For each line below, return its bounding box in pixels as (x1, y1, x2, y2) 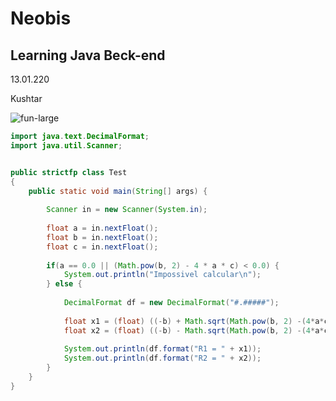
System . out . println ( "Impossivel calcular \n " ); (63, 270, 262, 280)
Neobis (10, 7, 72, 30)
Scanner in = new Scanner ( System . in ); (46, 205, 208, 215)
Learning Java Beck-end (10, 47, 166, 64)
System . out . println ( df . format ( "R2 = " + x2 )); (63, 353, 262, 364)
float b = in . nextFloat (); (46, 232, 159, 242)
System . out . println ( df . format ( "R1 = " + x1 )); (63, 344, 262, 354)
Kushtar (10, 93, 43, 104)
